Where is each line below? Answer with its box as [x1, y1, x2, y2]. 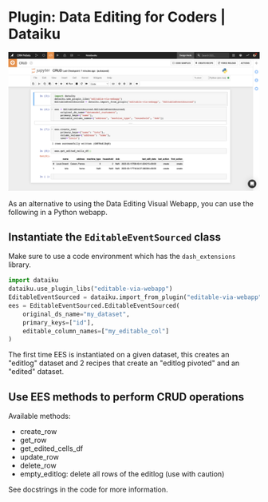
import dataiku [8, 277, 59, 285]
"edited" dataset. [8, 367, 65, 376]
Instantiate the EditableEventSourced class [8, 230, 222, 244]
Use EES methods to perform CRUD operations [8, 390, 245, 404]
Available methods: [8, 412, 71, 421]
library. [8, 260, 32, 269]
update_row [19, 452, 60, 462]
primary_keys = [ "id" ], [22, 318, 94, 327]
